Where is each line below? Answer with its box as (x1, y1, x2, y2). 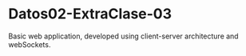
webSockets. (8, 39, 51, 49)
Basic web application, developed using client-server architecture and (8, 31, 239, 41)
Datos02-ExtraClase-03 (8, 5, 173, 23)
